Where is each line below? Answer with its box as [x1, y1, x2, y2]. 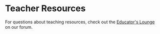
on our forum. [5, 24, 33, 30]
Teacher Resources [5, 3, 86, 14]
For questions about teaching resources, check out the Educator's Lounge [5, 19, 155, 25]
